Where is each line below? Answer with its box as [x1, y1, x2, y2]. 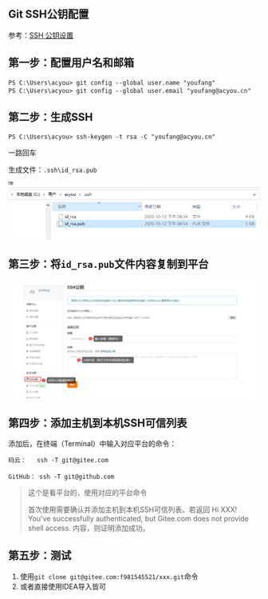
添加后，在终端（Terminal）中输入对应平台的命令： [8, 438, 177, 448]
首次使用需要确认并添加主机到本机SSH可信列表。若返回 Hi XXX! [27, 505, 238, 514]
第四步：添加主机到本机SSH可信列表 [8, 416, 187, 429]
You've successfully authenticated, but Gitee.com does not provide [27, 513, 250, 523]
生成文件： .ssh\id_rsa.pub [8, 165, 97, 174]
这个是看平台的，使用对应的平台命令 [27, 487, 148, 497]
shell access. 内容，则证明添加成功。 [27, 523, 150, 533]
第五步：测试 [8, 549, 72, 562]
